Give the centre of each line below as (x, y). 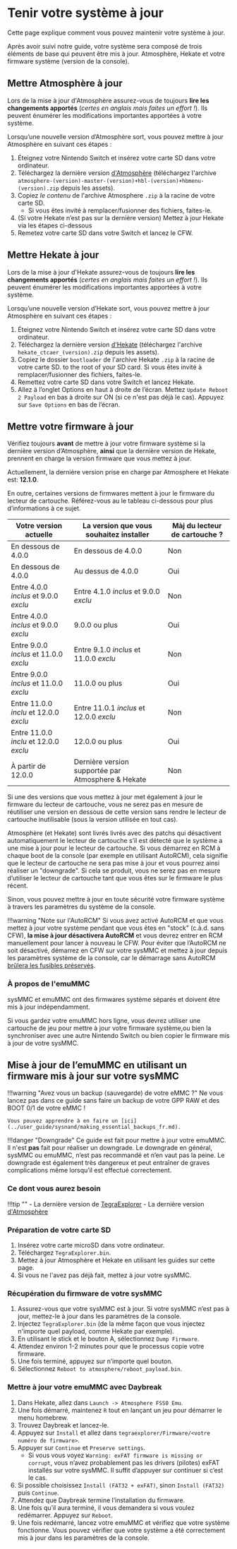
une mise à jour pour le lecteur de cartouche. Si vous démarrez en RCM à (114, 848)
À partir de (29, 766)
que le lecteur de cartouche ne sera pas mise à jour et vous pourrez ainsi (114, 863)
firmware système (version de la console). (68, 61)
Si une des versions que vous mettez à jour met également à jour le (105, 797)
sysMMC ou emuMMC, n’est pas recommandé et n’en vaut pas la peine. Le (116, 1155)
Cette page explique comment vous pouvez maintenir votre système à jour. (116, 32)
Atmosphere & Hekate (110, 779)
